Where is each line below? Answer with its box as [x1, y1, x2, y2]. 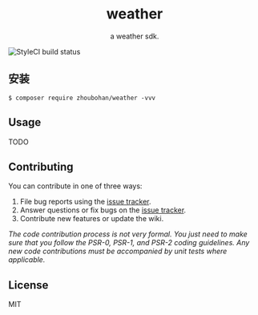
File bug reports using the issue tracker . [19, 197, 151, 207]
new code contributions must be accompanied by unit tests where [8, 246, 228, 256]
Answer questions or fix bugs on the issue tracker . [19, 205, 187, 215]
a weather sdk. [110, 31, 159, 41]
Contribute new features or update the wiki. [19, 214, 164, 224]
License [8, 278, 49, 292]
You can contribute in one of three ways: [8, 181, 143, 191]
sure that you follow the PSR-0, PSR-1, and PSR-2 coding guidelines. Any [8, 238, 250, 248]
